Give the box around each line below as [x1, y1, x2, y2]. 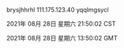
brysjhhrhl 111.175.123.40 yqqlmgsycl [6, 6, 109, 14]
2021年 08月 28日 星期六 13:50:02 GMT [6, 34, 118, 42]
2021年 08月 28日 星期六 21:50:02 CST [6, 20, 116, 28]
